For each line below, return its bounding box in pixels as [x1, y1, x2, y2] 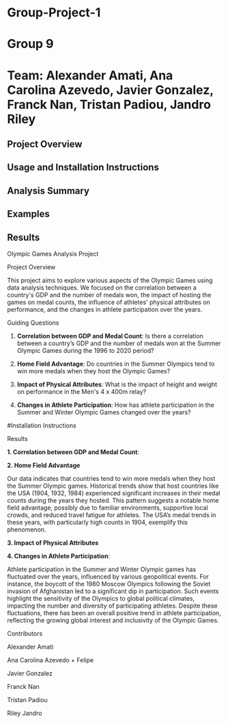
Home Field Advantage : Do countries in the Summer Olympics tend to [16, 360, 215, 368]
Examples [7, 208, 50, 220]
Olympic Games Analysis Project [7, 249, 99, 258]
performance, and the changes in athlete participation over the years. [7, 305, 203, 313]
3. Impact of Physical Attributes [7, 538, 99, 547]
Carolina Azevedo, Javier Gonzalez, [7, 82, 214, 97]
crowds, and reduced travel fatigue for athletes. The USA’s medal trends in [7, 510, 216, 519]
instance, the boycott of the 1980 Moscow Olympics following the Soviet [7, 579, 211, 588]
